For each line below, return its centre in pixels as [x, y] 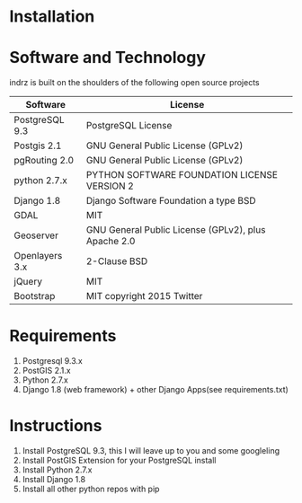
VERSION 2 [110, 186]
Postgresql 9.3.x [52, 361]
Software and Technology [108, 58]
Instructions [56, 426]
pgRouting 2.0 [44, 161]
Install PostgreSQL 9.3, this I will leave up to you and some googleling [151, 450]
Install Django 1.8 [54, 479]
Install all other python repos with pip [91, 489]
